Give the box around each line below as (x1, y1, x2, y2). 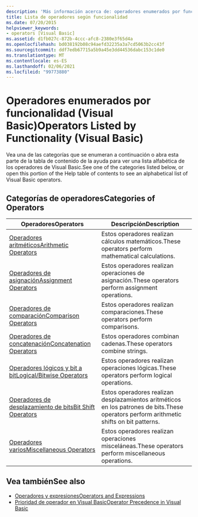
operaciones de (101, 269, 145, 277)
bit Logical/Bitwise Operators (9, 372, 88, 379)
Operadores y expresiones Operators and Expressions (14, 492, 146, 499)
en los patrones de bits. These (101, 403, 184, 411)
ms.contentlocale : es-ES (6, 58, 67, 64)
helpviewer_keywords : (6, 25, 60, 31)
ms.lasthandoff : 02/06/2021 (6, 63, 75, 69)
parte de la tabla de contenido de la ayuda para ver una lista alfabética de (6, 157, 185, 165)
